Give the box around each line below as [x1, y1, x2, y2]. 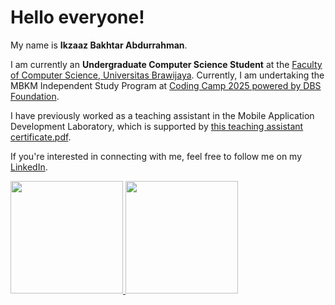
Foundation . [10, 90, 60, 102]
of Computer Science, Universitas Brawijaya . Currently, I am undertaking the [10, 69, 325, 81]
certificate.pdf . [10, 131, 72, 143]
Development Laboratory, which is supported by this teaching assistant [10, 120, 304, 132]
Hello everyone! [10, 6, 145, 29]
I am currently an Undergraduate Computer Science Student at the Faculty [10, 58, 323, 70]
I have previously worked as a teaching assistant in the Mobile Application [10, 109, 315, 121]
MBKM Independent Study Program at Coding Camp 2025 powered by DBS [10, 79, 322, 91]
